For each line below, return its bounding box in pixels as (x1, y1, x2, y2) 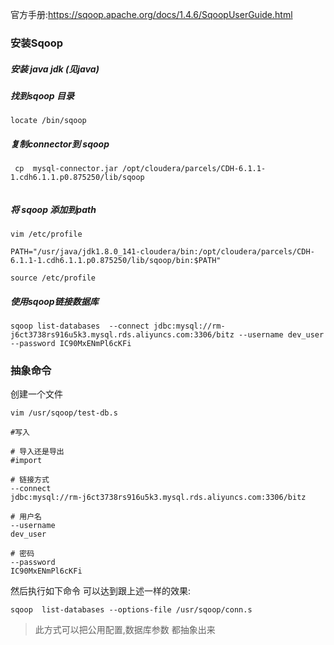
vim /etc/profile (10, 229, 83, 240)
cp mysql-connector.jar (14, 164, 118, 174)
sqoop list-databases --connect (10, 321, 150, 332)
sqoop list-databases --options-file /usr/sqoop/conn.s (10, 605, 253, 615)
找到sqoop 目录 (10, 89, 75, 102)
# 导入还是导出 (10, 447, 65, 457)
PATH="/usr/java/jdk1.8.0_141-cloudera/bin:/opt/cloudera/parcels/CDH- (10, 247, 315, 257)
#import (10, 456, 43, 466)
